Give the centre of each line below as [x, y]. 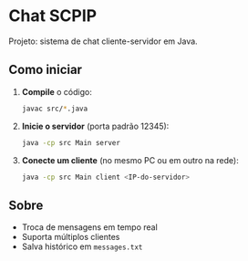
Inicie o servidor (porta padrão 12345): [95, 126]
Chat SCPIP [53, 16]
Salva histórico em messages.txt [82, 246]
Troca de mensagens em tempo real [90, 227]
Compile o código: [57, 91]
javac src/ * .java [55, 109]
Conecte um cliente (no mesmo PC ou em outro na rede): [130, 160]
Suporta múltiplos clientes [71, 237]
